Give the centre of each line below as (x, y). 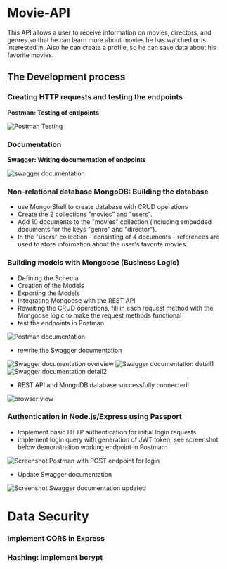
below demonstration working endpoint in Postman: (92, 447)
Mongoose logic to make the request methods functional (99, 315)
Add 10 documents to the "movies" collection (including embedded (115, 222)
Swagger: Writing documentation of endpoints (77, 159)
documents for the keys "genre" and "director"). (87, 230)
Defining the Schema (48, 278)
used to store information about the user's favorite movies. (102, 244)
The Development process (66, 77)
